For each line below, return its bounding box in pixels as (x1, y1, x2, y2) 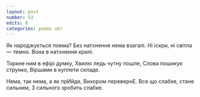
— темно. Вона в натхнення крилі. (6, 48, 94, 56)
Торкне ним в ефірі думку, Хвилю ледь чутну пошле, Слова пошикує (6, 60, 183, 67)
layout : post (6, 8, 39, 15)
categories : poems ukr (6, 25, 63, 32)
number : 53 (6, 14, 34, 20)
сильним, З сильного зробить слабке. (6, 84, 103, 92)
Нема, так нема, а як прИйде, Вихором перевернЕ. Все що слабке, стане (6, 78, 195, 85)
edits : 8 (6, 20, 28, 26)
